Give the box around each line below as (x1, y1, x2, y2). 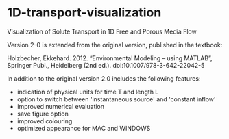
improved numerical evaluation (16, 102, 105, 110)
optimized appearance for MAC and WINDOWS (16, 124, 151, 132)
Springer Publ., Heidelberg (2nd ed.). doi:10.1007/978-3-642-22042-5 (7, 61, 205, 69)
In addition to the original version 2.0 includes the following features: (7, 74, 201, 83)
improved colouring (16, 116, 73, 125)
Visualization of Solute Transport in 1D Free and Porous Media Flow (7, 27, 197, 36)
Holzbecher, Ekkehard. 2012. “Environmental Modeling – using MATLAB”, (7, 53, 213, 62)
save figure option (16, 110, 69, 118)
